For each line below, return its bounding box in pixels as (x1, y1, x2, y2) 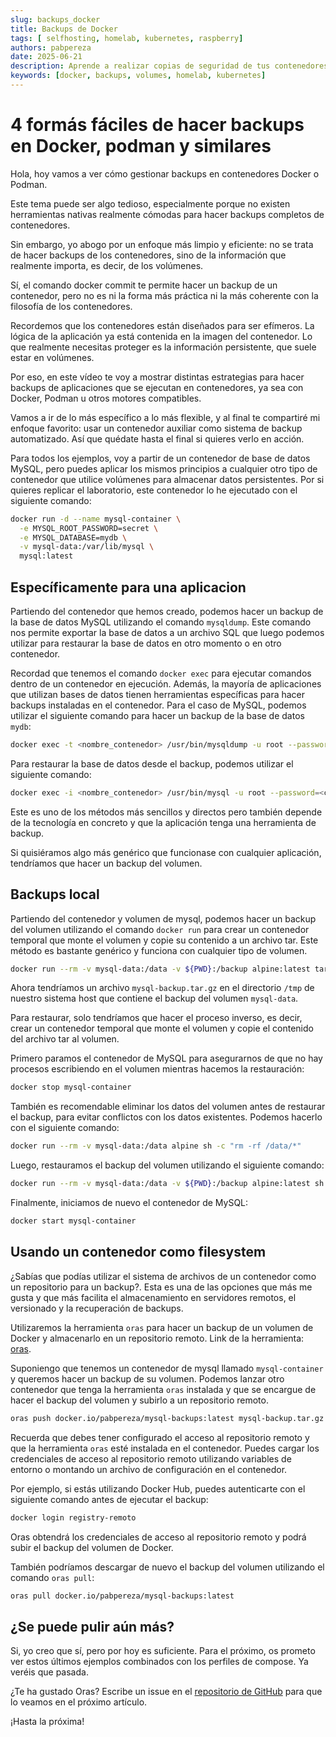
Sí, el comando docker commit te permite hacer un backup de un (10, 279, 278, 291)
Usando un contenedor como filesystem (10, 1244, 267, 1261)
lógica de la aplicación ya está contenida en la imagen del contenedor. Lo (10, 330, 313, 342)
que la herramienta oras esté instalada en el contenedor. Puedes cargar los (10, 1442, 320, 1454)
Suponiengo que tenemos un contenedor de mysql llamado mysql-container (10, 1362, 324, 1374)
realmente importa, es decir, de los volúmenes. (10, 259, 204, 271)
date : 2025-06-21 (10, 52, 83, 62)
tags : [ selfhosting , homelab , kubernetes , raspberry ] (10, 33, 244, 43)
